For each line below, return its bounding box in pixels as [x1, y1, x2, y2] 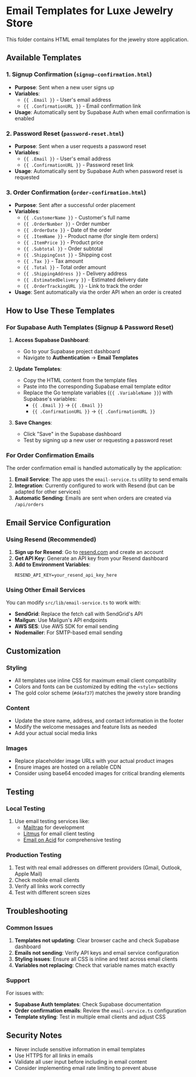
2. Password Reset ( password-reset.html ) [6, 129, 124, 137]
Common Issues [6, 923, 54, 931]
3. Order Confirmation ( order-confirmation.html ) [6, 188, 146, 197]
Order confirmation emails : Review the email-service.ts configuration [14, 1007, 187, 1014]
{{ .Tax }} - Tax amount [23, 257, 84, 264]
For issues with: [6, 990, 44, 997]
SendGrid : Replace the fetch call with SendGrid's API [14, 610, 143, 618]
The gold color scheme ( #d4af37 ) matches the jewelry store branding [14, 689, 181, 696]
